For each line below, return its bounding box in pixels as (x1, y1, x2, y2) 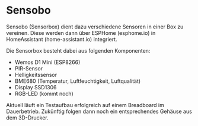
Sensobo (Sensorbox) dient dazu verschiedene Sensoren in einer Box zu (6, 23, 184, 30)
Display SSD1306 (14, 83, 58, 91)
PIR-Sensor (14, 64, 43, 72)
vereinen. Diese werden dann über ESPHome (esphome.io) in (6, 29, 156, 36)
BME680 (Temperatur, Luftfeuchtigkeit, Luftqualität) (14, 77, 141, 85)
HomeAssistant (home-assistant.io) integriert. (6, 35, 117, 43)
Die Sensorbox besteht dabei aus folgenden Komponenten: (6, 47, 151, 54)
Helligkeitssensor (14, 71, 58, 78)
